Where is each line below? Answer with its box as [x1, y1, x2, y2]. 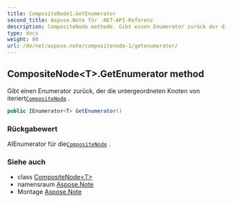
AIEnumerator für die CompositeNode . [7, 140, 111, 148]
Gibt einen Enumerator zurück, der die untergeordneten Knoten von [7, 86, 200, 95]
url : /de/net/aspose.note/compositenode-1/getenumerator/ [7, 42, 178, 49]
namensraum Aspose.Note [17, 180, 94, 188]
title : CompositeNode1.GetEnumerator [7, 10, 116, 17]
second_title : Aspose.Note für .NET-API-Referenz [7, 17, 154, 24]
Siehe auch [7, 157, 46, 167]
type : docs [7, 29, 39, 37]
